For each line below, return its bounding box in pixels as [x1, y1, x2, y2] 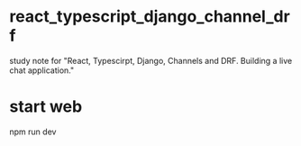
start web [9, 96, 83, 117]
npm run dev [9, 126, 57, 137]
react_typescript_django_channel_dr [9, 6, 290, 27]
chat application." [9, 65, 75, 76]
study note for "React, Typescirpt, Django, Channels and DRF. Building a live [9, 55, 293, 66]
